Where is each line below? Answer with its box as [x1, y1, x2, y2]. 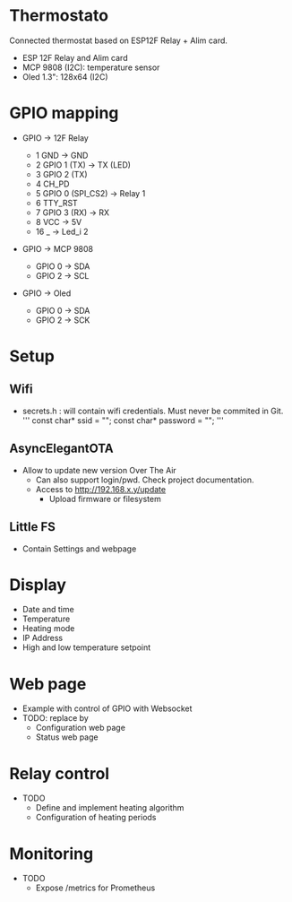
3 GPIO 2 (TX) [35, 169, 88, 179]
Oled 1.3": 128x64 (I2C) [21, 71, 108, 82]
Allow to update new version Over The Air [21, 464, 176, 475]
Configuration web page [35, 723, 125, 733]
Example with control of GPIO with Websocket [21, 703, 193, 714]
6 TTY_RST [35, 197, 78, 208]
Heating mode [21, 623, 75, 634]
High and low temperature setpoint [21, 642, 151, 653]
